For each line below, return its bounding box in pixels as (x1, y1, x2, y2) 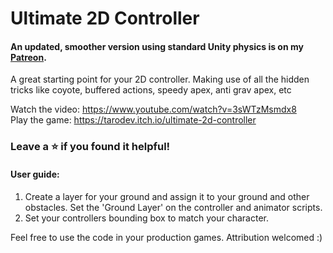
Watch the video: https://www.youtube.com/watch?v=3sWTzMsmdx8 (10, 103, 297, 116)
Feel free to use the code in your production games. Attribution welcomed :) (10, 231, 323, 243)
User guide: (10, 168, 60, 180)
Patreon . (10, 51, 47, 63)
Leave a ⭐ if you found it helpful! (10, 140, 171, 154)
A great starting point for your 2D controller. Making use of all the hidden (10, 73, 310, 86)
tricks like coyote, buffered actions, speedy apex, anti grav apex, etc (10, 84, 292, 96)
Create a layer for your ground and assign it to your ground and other (24, 190, 310, 202)
